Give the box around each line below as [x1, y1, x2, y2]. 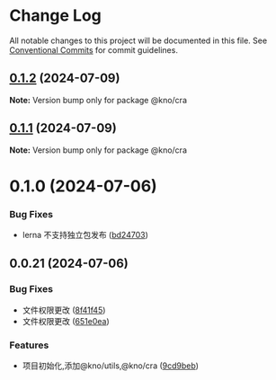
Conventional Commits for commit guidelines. [9, 44, 178, 55]
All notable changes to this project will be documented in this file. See [9, 35, 268, 46]
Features [9, 339, 49, 351]
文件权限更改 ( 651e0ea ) [22, 315, 110, 326]
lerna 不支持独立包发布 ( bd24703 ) [22, 230, 148, 241]
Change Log [9, 5, 102, 26]
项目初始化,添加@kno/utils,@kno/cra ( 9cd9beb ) [22, 360, 200, 371]
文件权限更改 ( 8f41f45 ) [22, 305, 106, 315]
